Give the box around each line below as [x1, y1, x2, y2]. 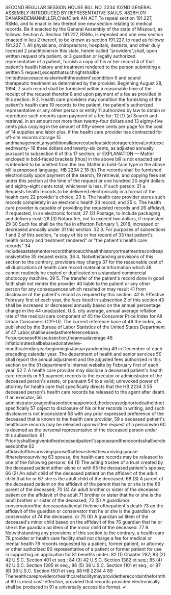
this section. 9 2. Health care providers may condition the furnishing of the [5, 96, 162, 102]
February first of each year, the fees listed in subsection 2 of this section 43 [5, 297, 164, 303]
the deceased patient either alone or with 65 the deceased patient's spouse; [5, 465, 165, 471]
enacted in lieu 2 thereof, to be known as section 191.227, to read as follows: [5, 37, 165, 43]
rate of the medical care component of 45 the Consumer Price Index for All [5, 313, 162, 319]
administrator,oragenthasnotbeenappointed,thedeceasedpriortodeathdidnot [5, 400, 164, 406]
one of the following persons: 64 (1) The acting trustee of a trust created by [5, 459, 163, 465]
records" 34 [5, 243, 31, 249]
